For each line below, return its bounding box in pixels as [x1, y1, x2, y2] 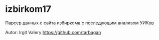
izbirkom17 [5, 3, 52, 15]
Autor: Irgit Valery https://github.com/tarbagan [5, 29, 101, 35]
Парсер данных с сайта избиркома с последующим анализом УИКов [5, 20, 154, 26]
